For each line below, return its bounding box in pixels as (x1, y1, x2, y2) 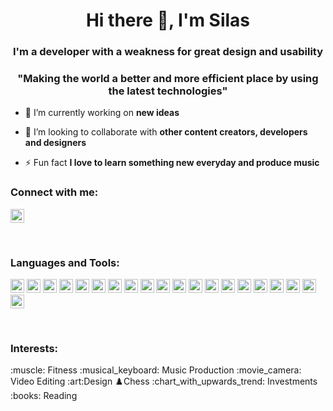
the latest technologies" (108, 84, 228, 98)
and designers (24, 137, 87, 149)
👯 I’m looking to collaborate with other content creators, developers (24, 126, 308, 138)
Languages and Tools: (10, 255, 120, 269)
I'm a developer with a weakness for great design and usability (12, 45, 324, 59)
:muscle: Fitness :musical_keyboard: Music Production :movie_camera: (10, 364, 302, 376)
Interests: (10, 341, 59, 355)
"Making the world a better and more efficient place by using (17, 72, 319, 86)
